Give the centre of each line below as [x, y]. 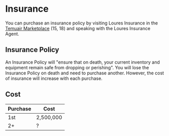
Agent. [12, 34]
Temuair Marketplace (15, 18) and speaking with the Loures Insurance [78, 28]
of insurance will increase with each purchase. [54, 78]
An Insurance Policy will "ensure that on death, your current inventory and [82, 62]
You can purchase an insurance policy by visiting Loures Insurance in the [82, 23]
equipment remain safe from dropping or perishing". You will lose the [77, 67]
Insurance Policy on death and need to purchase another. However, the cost [84, 73]
